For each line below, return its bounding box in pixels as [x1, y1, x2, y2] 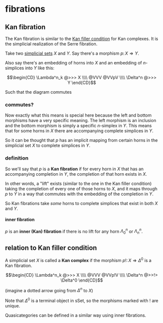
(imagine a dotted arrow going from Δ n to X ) [5, 286, 93, 293]
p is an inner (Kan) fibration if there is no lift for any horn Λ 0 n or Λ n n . [5, 227, 143, 235]
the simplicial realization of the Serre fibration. [5, 41, 98, 47]
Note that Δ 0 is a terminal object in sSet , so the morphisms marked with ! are [5, 297, 159, 303]
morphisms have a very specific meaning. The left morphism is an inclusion [5, 118, 157, 123]
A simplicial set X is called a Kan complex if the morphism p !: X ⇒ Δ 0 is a [5, 257, 152, 263]
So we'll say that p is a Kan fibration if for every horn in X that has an [5, 166, 144, 172]
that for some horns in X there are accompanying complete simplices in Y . [5, 128, 154, 134]
